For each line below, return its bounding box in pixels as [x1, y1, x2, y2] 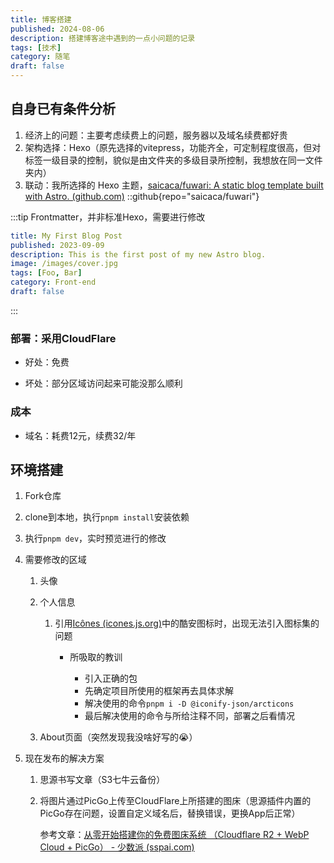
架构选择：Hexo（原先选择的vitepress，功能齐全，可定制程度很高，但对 [24, 141, 322, 153]
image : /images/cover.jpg [10, 259, 118, 269]
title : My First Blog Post [10, 231, 123, 241]
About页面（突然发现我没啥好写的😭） [39, 731, 198, 743]
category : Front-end [10, 277, 97, 288]
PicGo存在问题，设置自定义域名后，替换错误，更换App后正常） [39, 807, 301, 820]
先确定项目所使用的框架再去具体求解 [84, 685, 234, 697]
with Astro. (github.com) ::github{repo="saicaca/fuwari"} [24, 190, 260, 202]
